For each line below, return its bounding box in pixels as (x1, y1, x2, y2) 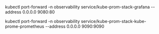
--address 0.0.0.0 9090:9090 (45, 23, 105, 29)
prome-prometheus (5, 23, 44, 29)
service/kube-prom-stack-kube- (80, 19, 146, 24)
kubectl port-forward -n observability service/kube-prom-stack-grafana (5, 4, 150, 10)
